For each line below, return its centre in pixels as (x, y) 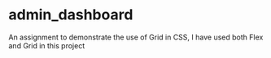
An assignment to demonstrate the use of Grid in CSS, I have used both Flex (136, 37)
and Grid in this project (47, 45)
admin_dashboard (71, 15)
